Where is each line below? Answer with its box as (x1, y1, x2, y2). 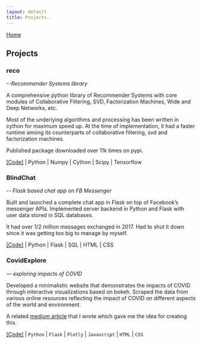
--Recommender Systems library (6, 80, 88, 87)
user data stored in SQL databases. (6, 212, 94, 219)
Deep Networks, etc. (6, 105, 58, 112)
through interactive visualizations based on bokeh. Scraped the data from (6, 288, 188, 295)
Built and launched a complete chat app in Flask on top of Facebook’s (6, 199, 179, 206)
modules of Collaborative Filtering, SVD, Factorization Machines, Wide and (6, 98, 191, 105)
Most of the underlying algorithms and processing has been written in (6, 116, 179, 123)
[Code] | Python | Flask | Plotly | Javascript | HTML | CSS (6, 330, 144, 337)
